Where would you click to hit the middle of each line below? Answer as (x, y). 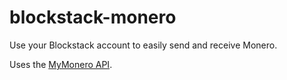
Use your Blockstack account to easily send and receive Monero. (143, 45)
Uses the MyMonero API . (61, 64)
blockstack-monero (93, 17)
